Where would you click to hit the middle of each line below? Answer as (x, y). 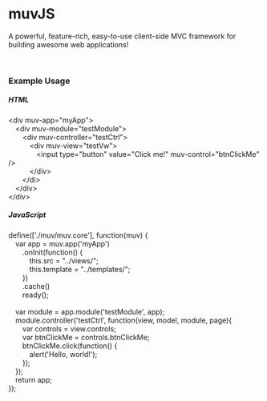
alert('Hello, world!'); (63, 354)
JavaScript (27, 215)
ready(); (36, 295)
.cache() (36, 286)
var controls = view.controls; (69, 328)
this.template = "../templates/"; (80, 269)
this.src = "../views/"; (64, 260)
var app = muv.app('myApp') (63, 243)
